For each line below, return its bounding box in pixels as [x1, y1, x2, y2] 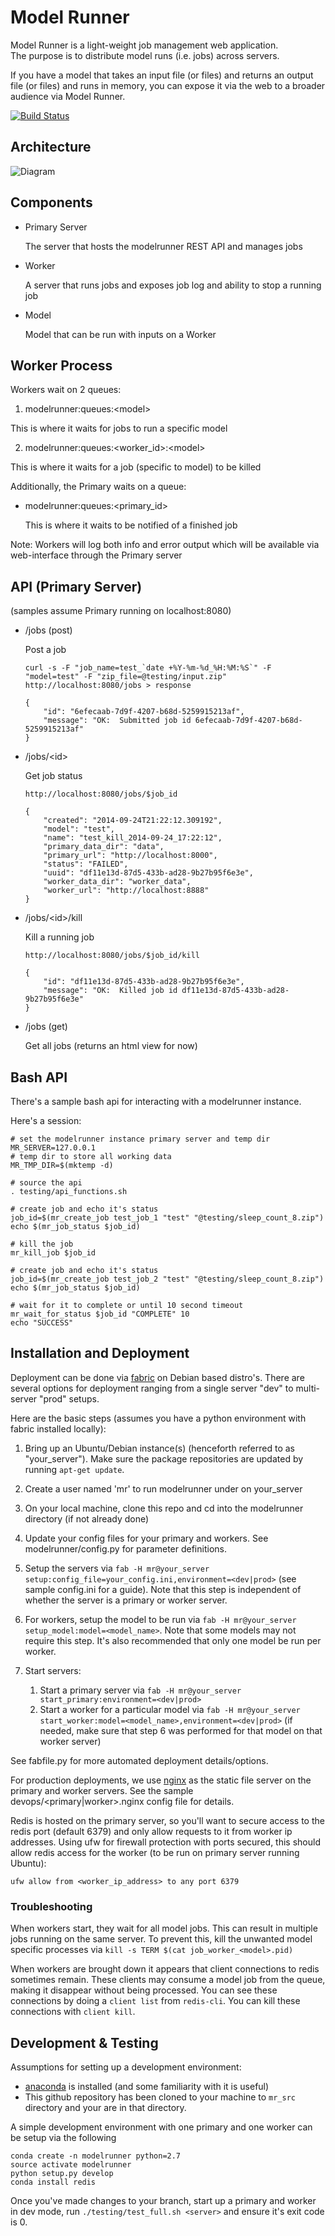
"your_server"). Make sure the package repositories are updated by [24, 1452, 304, 1465]
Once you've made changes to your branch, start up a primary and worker [10, 2194, 317, 2206]
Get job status [24, 770, 83, 782]
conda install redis [10, 2177, 97, 2187]
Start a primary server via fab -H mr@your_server [39, 1684, 242, 1696]
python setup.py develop [10, 2168, 114, 2178]
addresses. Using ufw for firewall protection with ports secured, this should [10, 1836, 321, 1848]
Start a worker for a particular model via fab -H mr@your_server [39, 1703, 301, 1715]
